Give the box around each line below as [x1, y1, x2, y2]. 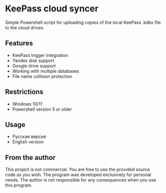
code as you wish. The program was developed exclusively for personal [5, 172, 152, 178]
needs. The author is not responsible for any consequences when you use [5, 177, 157, 183]
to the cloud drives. [5, 24, 44, 30]
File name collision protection [12, 73, 73, 79]
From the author [5, 153, 56, 162]
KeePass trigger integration [12, 52, 68, 58]
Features [5, 39, 33, 48]
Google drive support [12, 63, 56, 68]
